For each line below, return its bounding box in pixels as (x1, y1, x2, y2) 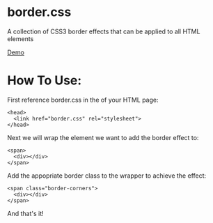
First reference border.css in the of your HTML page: (7, 95, 159, 104)
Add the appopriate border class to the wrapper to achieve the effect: (7, 171, 207, 180)
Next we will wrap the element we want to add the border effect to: (7, 133, 199, 141)
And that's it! (7, 209, 44, 217)
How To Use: (7, 72, 82, 89)
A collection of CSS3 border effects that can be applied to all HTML (7, 27, 200, 36)
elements (7, 34, 34, 43)
